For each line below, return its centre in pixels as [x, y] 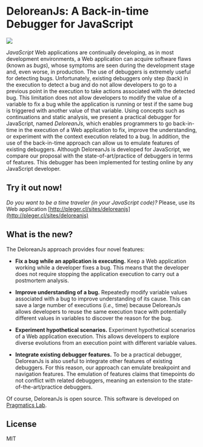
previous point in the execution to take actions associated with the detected [101, 91]
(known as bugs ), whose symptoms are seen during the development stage [101, 65]
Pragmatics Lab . [27, 405]
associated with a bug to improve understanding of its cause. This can [103, 299]
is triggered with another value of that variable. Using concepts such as [95, 110]
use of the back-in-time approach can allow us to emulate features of [93, 143]
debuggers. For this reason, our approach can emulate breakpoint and [103, 367]
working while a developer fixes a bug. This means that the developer [102, 267]
